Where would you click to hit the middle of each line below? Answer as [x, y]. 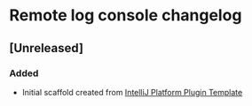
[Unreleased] [47, 48]
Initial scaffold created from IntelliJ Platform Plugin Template [132, 92]
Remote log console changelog [126, 15]
